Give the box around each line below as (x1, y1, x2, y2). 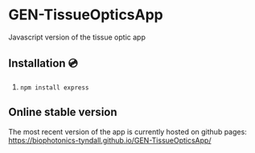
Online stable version (8, 105, 118, 119)
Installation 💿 (8, 56, 78, 70)
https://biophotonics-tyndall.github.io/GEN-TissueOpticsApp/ (8, 135, 212, 145)
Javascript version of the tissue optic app (8, 32, 146, 42)
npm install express (19, 83, 89, 92)
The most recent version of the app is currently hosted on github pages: (8, 126, 247, 136)
